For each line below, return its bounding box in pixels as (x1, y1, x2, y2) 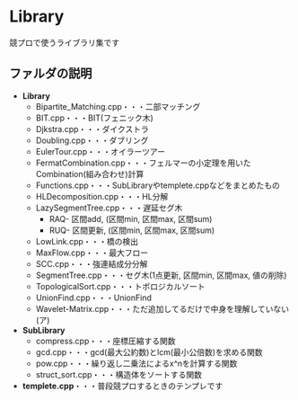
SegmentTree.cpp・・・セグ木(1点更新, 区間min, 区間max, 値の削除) (35, 270, 287, 280)
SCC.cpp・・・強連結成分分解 (35, 258, 148, 269)
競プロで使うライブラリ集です (9, 37, 119, 48)
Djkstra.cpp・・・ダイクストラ (35, 123, 150, 134)
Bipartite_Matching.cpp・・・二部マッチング (35, 101, 201, 111)
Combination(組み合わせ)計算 (35, 168, 145, 179)
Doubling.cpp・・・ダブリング (35, 135, 149, 146)
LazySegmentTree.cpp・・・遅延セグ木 (35, 202, 183, 213)
